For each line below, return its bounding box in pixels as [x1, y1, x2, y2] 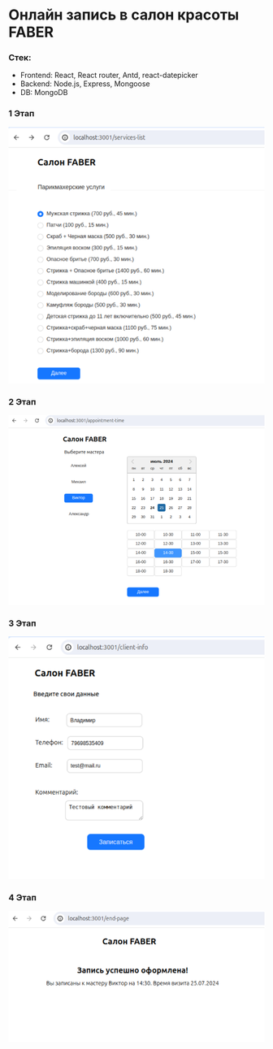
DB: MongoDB [19, 88, 68, 98]
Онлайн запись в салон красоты [8, 6, 240, 24]
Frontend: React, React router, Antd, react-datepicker [19, 71, 199, 80]
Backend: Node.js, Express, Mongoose [19, 79, 150, 89]
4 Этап [8, 891, 37, 903]
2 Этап [8, 397, 37, 408]
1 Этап [8, 108, 35, 119]
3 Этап [8, 618, 37, 629]
